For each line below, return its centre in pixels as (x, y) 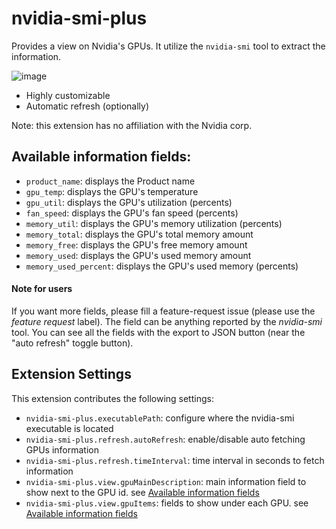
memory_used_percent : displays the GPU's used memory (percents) (162, 266)
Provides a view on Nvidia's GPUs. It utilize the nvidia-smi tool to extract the (168, 46)
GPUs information (62, 449)
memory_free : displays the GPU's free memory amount (136, 244)
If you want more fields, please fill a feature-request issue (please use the (163, 311)
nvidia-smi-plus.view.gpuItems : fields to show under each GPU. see (167, 503)
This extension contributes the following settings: (112, 398)
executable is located (69, 428)
